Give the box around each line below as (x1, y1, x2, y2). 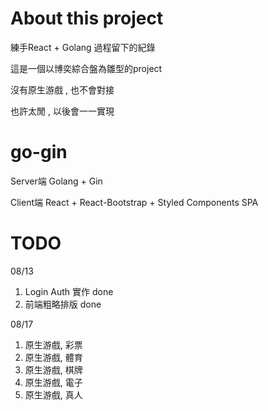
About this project (10, 7, 164, 30)
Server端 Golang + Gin (10, 175, 103, 187)
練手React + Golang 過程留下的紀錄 (10, 41, 156, 53)
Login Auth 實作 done (24, 285, 114, 297)
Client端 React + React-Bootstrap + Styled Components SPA (10, 196, 259, 208)
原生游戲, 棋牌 (24, 363, 83, 376)
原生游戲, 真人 (24, 388, 83, 401)
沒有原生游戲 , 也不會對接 (10, 83, 115, 96)
